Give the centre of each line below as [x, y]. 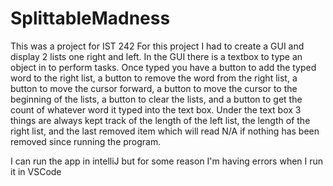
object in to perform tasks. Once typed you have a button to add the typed [163, 67]
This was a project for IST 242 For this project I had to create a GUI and [157, 46]
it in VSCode [36, 171]
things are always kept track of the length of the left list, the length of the [160, 120]
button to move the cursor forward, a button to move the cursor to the [154, 88]
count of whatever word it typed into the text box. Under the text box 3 [156, 109]
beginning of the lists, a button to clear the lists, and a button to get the [156, 99]
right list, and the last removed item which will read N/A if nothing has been [165, 131]
